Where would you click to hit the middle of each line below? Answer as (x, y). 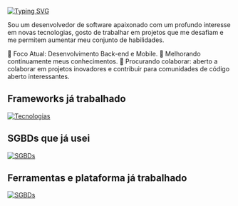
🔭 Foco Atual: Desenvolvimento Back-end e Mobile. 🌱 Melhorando (104, 54)
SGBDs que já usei (49, 139)
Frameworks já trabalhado (67, 99)
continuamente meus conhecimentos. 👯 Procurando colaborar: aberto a (113, 61)
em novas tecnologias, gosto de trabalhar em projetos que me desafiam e (116, 32)
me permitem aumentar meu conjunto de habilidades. (86, 40)
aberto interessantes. (38, 76)
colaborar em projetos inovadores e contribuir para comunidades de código (119, 69)
